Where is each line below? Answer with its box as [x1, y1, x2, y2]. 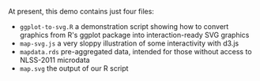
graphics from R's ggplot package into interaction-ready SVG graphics [19, 31, 250, 39]
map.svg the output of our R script [19, 64, 129, 73]
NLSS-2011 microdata [19, 55, 90, 64]
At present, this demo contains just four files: [8, 7, 154, 16]
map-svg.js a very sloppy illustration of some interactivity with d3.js [19, 39, 239, 48]
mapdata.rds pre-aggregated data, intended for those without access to [19, 47, 252, 56]
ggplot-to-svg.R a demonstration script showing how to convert [19, 22, 229, 31]
